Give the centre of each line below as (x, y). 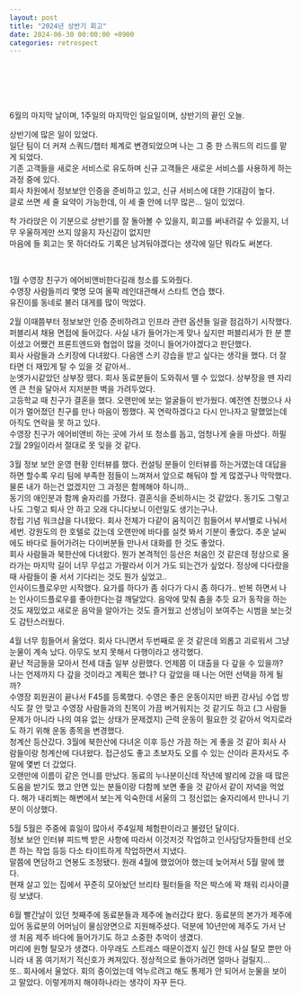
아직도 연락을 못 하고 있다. (55, 422)
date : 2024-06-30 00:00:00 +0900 (72, 34)
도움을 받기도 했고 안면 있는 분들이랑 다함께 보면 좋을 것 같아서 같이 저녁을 (138, 787)
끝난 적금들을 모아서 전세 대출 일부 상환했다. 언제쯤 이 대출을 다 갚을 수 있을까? (146, 663)
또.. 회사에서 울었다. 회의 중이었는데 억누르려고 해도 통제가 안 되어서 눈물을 (140, 971)
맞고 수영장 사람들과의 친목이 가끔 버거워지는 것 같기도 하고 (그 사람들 (166, 708)
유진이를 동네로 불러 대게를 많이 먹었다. (78, 303)
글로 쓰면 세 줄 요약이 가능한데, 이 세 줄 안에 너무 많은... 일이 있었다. (127, 202)
